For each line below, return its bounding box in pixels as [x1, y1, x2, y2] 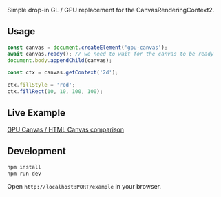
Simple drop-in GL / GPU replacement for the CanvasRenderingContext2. [7, 6, 215, 14]
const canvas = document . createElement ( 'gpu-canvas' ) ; [7, 44, 168, 51]
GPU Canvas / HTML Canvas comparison [7, 125, 125, 134]
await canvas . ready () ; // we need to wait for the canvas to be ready [7, 50, 214, 57]
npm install [7, 163, 41, 171]
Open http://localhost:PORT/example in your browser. [7, 183, 162, 191]
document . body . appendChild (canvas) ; [7, 56, 112, 64]
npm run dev [7, 170, 41, 177]
